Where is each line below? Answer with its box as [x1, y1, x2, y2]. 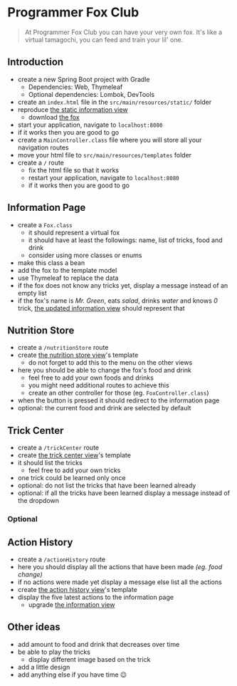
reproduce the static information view [17, 105, 128, 114]
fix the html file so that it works [28, 165, 120, 175]
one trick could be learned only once [17, 474, 126, 482]
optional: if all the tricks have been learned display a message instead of [17, 489, 230, 497]
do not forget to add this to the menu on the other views [28, 358, 193, 367]
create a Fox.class [17, 220, 73, 229]
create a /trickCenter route [17, 443, 100, 452]
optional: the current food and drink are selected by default [17, 404, 191, 412]
